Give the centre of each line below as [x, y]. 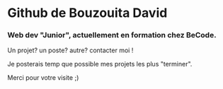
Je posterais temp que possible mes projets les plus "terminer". [100, 64]
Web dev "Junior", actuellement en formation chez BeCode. [112, 35]
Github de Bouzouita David [87, 13]
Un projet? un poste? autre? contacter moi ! [70, 50]
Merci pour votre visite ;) [43, 78]
